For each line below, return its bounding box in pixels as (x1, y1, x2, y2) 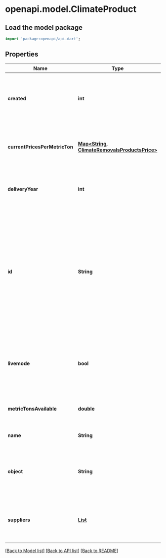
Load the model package (5, 23, 83, 32)
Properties (5, 50, 39, 59)
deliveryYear (7, 185, 39, 192)
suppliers (7, 516, 31, 523)
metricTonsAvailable (7, 405, 57, 412)
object (7, 468, 23, 475)
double (78, 405, 95, 412)
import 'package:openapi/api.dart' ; (5, 36, 81, 41)
